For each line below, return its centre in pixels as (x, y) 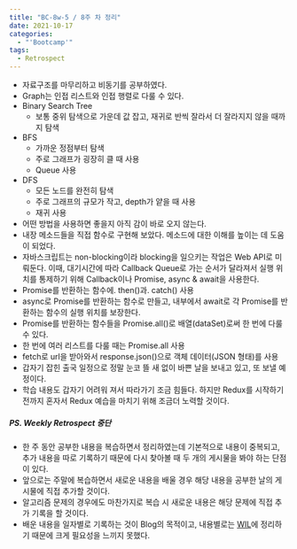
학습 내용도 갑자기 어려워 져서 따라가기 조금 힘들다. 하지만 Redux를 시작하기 (153, 390)
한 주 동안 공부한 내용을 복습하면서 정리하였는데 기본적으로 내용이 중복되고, (151, 446)
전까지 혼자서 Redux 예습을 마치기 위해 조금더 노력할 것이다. (126, 401)
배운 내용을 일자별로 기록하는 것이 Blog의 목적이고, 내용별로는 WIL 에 (140, 524)
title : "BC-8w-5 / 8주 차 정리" (65, 17)
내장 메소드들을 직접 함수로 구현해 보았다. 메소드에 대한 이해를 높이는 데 (145, 235)
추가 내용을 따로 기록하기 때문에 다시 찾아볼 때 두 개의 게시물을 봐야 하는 (146, 458)
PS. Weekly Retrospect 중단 (60, 422)
